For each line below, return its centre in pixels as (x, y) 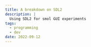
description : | (21, 14)
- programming (24, 28)
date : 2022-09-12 (23, 37)
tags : (11, 23)
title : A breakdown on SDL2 (34, 10)
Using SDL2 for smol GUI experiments (48, 19)
